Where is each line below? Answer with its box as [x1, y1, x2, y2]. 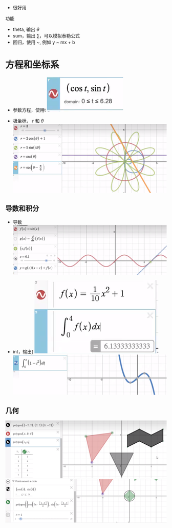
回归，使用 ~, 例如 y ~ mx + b [12, 39, 75, 45]
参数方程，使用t [12, 107, 46, 113]
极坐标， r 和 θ [12, 118, 44, 124]
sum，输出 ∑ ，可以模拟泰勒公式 [12, 33, 80, 39]
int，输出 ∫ [12, 349, 34, 355]
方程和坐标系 [5, 59, 60, 71]
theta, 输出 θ [12, 26, 39, 32]
